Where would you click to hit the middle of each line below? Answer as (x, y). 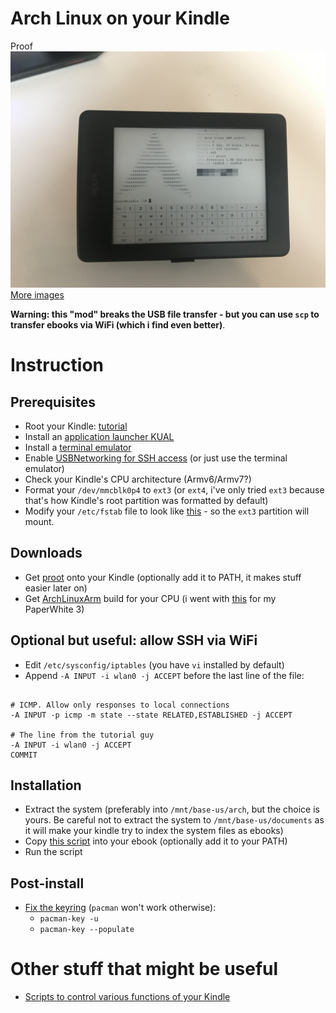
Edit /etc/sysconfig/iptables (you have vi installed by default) (154, 664)
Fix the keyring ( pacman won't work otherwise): (120, 908)
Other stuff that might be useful (144, 969)
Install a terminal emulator (78, 447)
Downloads (46, 553)
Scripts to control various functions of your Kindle (127, 997)
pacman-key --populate (87, 930)
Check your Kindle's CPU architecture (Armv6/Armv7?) (138, 479)
